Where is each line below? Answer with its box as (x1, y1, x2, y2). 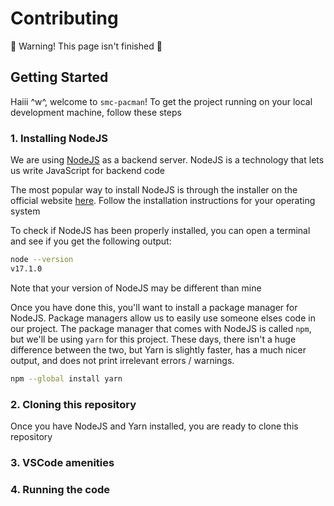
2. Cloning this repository (10, 397, 137, 411)
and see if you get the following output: (10, 235, 172, 247)
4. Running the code (10, 482, 111, 496)
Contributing (10, 7, 119, 30)
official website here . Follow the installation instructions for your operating (10, 195, 316, 207)
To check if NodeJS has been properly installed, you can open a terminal (10, 225, 311, 237)
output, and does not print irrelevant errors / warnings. (10, 354, 235, 366)
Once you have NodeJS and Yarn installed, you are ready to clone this (10, 420, 299, 432)
